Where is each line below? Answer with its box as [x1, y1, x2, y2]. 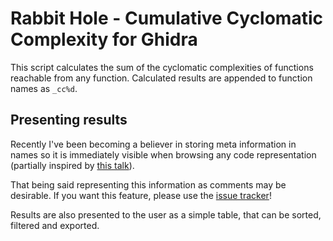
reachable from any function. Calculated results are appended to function [10, 72, 313, 84]
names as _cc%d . [10, 82, 78, 94]
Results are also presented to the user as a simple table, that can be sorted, [10, 208, 322, 221]
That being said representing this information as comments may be [10, 178, 287, 191]
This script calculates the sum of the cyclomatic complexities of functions [10, 61, 314, 73]
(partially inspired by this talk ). [10, 159, 135, 171]
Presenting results [10, 112, 128, 129]
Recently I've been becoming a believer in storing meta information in [10, 138, 297, 150]
